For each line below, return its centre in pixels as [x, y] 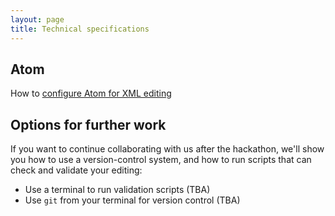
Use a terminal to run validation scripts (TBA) [117, 190]
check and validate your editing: [76, 170]
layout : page [37, 19]
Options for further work [88, 124]
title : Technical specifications [80, 29]
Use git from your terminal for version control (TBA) [132, 200]
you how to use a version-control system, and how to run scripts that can [161, 160]
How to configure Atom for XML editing [91, 93]
